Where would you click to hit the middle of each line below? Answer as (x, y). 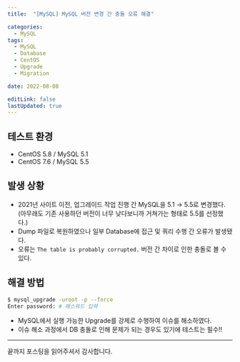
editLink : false (31, 99)
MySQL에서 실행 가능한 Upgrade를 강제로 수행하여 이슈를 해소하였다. (115, 321)
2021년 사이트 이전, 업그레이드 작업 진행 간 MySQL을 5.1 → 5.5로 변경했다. (122, 204)
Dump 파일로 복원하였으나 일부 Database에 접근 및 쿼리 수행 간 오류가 (116, 231)
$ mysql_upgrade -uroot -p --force (60, 300)
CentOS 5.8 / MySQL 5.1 (53, 154)
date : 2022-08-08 (33, 86)
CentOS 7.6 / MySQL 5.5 (53, 162)
